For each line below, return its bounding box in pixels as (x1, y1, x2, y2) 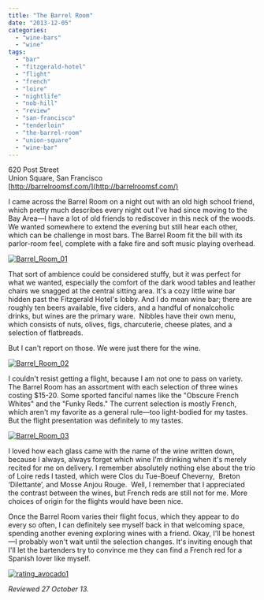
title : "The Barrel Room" (8, 11, 93, 20)
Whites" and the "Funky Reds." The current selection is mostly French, (8, 399, 237, 408)
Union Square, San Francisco (8, 173, 103, 183)
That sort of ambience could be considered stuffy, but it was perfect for (8, 270, 242, 279)
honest (232, 529, 255, 539)
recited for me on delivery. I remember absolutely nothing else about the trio (8, 463, 256, 473)
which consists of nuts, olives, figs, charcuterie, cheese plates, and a (8, 320, 232, 330)
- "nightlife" (15, 92, 61, 100)
